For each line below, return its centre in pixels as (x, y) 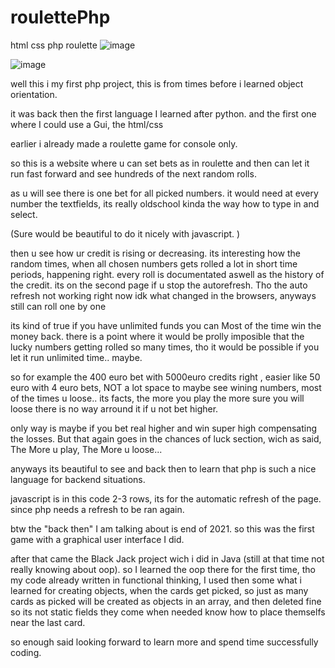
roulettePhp (60, 17)
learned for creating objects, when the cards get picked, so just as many (159, 590)
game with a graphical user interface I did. (97, 539)
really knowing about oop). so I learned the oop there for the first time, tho (163, 569)
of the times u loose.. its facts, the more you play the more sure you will (157, 398)
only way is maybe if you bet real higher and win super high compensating (164, 428)
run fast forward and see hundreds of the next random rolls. (133, 173)
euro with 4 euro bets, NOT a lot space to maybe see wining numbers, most (166, 387)
